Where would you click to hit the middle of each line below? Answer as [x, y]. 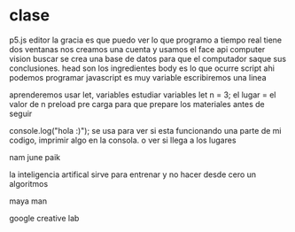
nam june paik [35, 157]
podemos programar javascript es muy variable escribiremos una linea [138, 77]
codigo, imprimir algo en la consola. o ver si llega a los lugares [123, 140]
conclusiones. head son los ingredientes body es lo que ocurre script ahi [142, 68]
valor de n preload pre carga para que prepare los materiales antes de [137, 104]
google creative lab [44, 218]
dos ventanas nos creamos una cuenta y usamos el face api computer [137, 49]
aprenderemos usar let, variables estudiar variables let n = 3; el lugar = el [143, 95]
